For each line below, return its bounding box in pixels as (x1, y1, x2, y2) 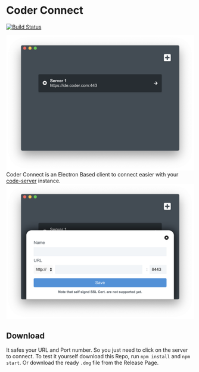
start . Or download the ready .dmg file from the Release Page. (6, 359, 159, 367)
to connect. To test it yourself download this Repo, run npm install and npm (6, 353, 191, 360)
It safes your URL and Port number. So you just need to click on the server (6, 346, 188, 354)
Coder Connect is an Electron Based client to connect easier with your (6, 171, 179, 178)
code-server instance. (6, 177, 61, 185)
